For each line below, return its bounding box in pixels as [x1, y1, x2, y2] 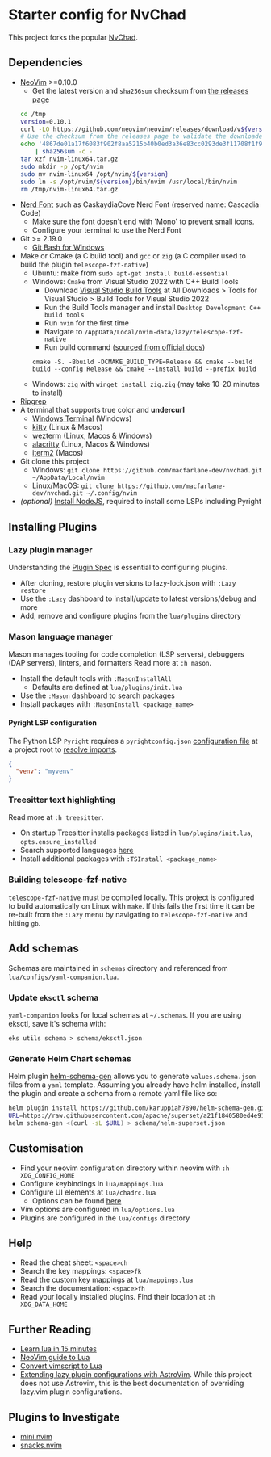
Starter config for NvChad [8, 6, 187, 24]
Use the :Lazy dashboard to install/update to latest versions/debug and [19, 594, 256, 603]
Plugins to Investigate [8, 1410, 120, 1424]
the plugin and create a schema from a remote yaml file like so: [8, 1089, 218, 1098]
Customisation [8, 1141, 84, 1156]
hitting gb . [8, 918, 41, 928]
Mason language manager [8, 631, 113, 642]
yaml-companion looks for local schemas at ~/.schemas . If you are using [8, 1010, 242, 1019]
